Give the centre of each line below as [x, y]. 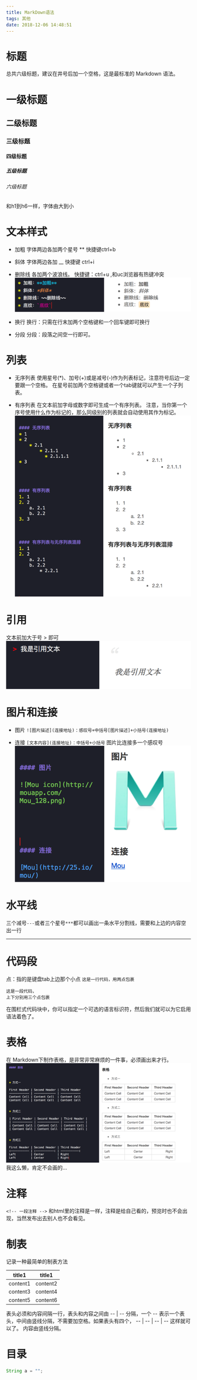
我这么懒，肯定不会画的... [37, 1168]
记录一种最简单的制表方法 [37, 1261]
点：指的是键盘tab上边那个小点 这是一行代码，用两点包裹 [70, 979]
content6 [46, 1300]
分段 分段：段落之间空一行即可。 [54, 335]
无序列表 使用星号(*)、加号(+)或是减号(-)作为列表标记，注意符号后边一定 [102, 378]
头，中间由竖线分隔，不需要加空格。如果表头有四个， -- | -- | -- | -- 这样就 [96, 1321]
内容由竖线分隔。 [43, 1328]
